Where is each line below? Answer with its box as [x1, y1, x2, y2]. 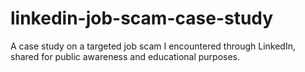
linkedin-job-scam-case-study [10, 7, 274, 30]
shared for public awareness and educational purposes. [10, 50, 241, 62]
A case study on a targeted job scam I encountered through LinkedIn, [10, 40, 296, 52]
